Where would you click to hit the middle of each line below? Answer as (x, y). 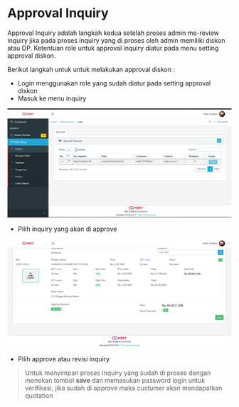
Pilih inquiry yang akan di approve (67, 229)
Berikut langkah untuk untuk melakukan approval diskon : (91, 69)
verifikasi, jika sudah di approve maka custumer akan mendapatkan (123, 388)
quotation (39, 395)
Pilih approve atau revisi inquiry (64, 359)
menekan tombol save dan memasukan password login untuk (115, 380)
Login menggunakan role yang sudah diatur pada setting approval (114, 83)
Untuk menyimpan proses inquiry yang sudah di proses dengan (118, 373)
